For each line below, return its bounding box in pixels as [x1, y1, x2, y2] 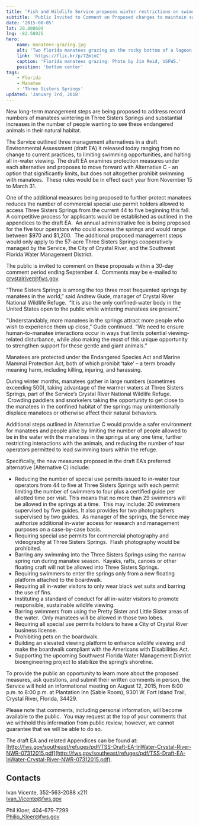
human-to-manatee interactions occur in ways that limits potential [6, 329, 167, 336]
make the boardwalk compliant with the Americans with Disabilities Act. [14, 645, 190, 653]
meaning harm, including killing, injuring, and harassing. [6, 366, 142, 373]
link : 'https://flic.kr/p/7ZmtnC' [17, 53, 102, 59]
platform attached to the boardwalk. [14, 576, 102, 583]
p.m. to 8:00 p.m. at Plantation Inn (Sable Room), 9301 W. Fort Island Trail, [6, 688, 187, 695]
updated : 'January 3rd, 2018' [6, 91, 81, 97]
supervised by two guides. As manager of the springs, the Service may [14, 513, 190, 520]
